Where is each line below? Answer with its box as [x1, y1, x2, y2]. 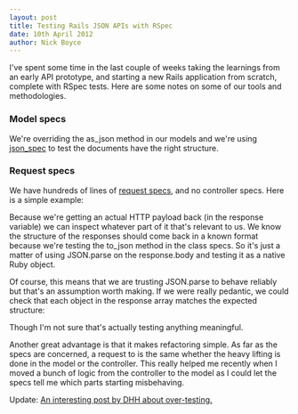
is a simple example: [9, 194, 85, 205]
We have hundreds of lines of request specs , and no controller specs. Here [9, 184, 285, 196]
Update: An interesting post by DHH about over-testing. [9, 394, 213, 405]
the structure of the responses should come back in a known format [9, 231, 259, 241]
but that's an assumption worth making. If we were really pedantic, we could [9, 286, 289, 296]
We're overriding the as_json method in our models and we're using [9, 133, 258, 143]
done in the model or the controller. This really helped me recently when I [9, 358, 278, 369]
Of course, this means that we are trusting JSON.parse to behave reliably [9, 276, 278, 287]
